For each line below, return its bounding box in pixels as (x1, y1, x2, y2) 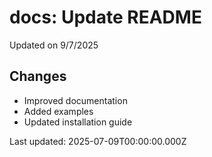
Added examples (23, 105, 94, 117)
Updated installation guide (23, 116, 133, 128)
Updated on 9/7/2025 (9, 39, 99, 51)
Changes (9, 68, 67, 85)
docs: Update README (9, 6, 202, 29)
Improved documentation (23, 94, 128, 106)
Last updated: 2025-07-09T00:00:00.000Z (9, 135, 187, 147)
